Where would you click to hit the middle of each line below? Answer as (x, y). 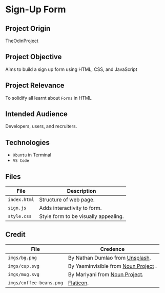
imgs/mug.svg (24, 274)
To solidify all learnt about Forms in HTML (49, 98)
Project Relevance (35, 86)
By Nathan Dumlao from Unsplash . (109, 258)
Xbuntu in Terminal (32, 155)
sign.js (17, 208)
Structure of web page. (67, 200)
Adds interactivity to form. (70, 208)
